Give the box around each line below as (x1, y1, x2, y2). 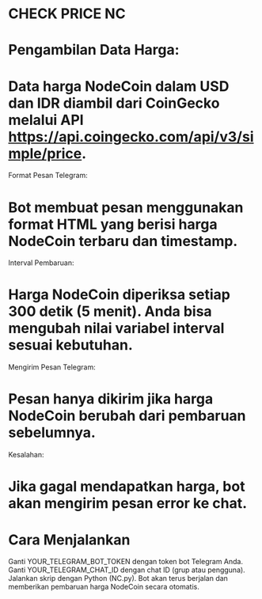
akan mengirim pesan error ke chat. (8, 495, 248, 513)
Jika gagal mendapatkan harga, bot (8, 478, 245, 495)
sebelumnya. (8, 424, 97, 442)
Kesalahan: (8, 450, 44, 460)
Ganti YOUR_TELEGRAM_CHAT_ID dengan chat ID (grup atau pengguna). (8, 565, 245, 574)
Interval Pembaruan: (8, 258, 74, 267)
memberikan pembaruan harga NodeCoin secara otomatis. (8, 582, 199, 592)
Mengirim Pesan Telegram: (8, 362, 97, 372)
